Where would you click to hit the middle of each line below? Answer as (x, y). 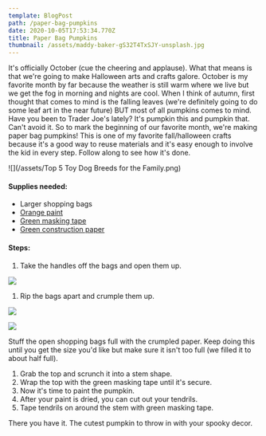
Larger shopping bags (56, 204)
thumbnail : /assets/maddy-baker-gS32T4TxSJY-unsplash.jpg (106, 45)
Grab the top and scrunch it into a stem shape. (96, 373)
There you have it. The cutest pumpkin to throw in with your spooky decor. (131, 422)
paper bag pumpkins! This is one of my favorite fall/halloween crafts (120, 136)
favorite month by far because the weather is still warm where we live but (129, 85)
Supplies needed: (38, 186)
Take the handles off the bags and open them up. (100, 265)
